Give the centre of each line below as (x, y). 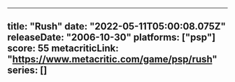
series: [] (27, 70)
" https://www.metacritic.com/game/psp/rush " (113, 59)
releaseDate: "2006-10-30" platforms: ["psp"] (111, 37)
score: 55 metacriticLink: (63, 49)
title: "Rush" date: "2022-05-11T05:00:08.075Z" (116, 26)
